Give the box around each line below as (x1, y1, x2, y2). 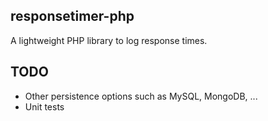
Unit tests (24, 100, 65, 113)
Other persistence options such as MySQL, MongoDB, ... (24, 90, 258, 102)
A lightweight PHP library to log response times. (10, 34, 208, 46)
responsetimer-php (10, 8, 135, 25)
